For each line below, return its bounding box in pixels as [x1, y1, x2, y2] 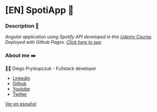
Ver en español [5, 100, 37, 107]
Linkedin [12, 75, 31, 81]
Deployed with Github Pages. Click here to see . [5, 39, 103, 45]
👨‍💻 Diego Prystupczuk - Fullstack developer [5, 65, 97, 71]
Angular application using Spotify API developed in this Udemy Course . [5, 34, 153, 40]
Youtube [12, 85, 30, 92]
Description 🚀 [5, 23, 39, 30]
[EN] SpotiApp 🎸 [5, 5, 74, 16]
